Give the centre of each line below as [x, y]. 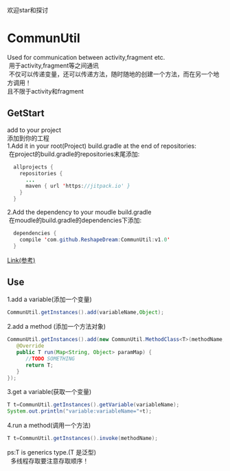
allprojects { [33, 167]
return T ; [39, 365]
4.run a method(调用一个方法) [49, 426]
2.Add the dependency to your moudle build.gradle [79, 212]
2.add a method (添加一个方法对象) [57, 327]
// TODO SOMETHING [50, 359]
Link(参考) [21, 260]
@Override [30, 346]
